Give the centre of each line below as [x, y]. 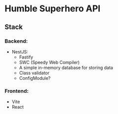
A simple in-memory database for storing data [66, 67]
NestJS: [20, 52]
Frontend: [17, 91]
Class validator [34, 73]
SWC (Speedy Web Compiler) [49, 62]
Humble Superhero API [53, 9]
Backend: [16, 41]
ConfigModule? [35, 78]
